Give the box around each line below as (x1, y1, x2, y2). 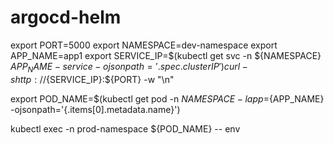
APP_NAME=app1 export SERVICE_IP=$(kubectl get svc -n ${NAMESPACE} (10, 49, 322, 61)
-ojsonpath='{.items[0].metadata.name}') (10, 103, 181, 115)
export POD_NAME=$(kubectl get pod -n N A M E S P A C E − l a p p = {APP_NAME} (10, 92, 325, 105)
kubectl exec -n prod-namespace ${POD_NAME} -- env (10, 122, 241, 135)
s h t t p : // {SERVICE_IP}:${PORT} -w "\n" (10, 73, 175, 85)
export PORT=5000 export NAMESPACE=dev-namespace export (10, 39, 278, 51)
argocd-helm (10, 6, 122, 29)
